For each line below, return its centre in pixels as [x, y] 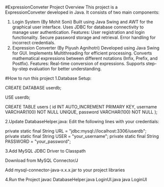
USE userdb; [18, 97]
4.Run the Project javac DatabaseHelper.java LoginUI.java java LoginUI [76, 179]
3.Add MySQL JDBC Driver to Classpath [45, 151]
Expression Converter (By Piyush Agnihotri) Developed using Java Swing [86, 48]
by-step [20, 69]
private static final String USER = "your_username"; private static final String [82, 136]
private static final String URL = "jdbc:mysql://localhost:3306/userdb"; [76, 131]
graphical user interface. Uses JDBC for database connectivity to [78, 27]
